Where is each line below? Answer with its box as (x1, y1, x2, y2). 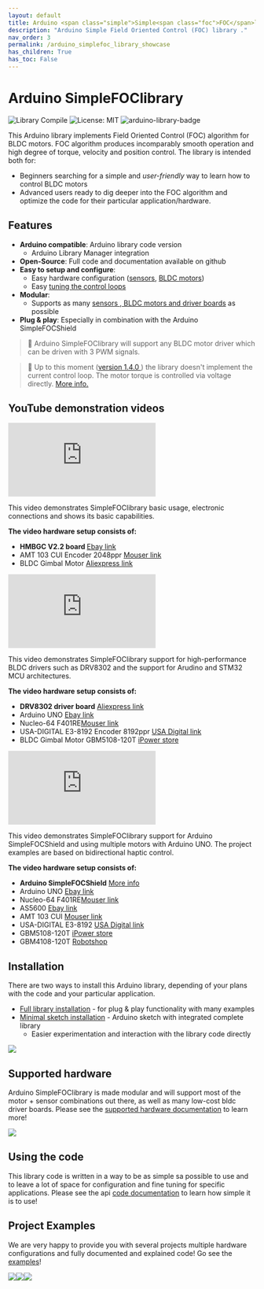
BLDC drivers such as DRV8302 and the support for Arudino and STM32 (8, 663, 243, 673)
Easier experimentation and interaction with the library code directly (31, 1029, 251, 1039)
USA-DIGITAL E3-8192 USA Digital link (19, 920, 145, 929)
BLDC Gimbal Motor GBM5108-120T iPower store (19, 735, 179, 744)
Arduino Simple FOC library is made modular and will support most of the (8, 1088, 241, 1098)
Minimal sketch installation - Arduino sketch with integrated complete (19, 1013, 244, 1022)
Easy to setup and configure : (19, 264, 116, 274)
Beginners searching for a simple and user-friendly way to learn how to (19, 171, 251, 180)
